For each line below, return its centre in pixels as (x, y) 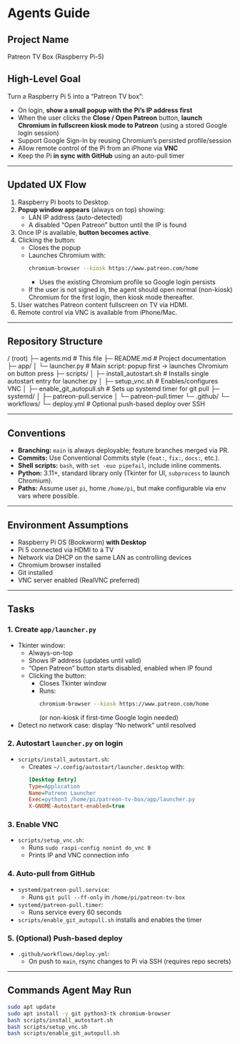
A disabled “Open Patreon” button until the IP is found (107, 225)
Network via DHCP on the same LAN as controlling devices (105, 557)
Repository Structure (55, 341)
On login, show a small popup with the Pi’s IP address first (105, 110)
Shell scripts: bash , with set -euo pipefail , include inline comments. (119, 466)
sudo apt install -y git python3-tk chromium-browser (89, 1013)
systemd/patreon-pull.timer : (60, 904)
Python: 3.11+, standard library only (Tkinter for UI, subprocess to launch (124, 473)
